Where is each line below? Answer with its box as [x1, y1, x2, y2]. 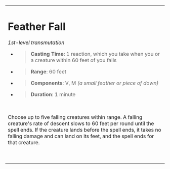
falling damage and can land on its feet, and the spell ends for [8, 133, 154, 140]
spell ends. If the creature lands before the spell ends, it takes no [8, 126, 161, 134]
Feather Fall [8, 20, 66, 33]
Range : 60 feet [30, 68, 67, 75]
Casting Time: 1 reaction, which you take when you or [30, 51, 160, 58]
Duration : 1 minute [30, 91, 76, 98]
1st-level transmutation [8, 39, 65, 46]
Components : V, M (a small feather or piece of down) [30, 79, 159, 87]
